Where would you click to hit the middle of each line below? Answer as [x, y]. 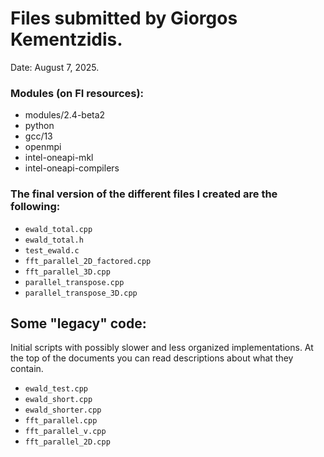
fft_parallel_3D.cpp [67, 272]
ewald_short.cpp [58, 400]
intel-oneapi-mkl [59, 158]
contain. [27, 369]
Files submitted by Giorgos [124, 18]
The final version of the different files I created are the [144, 194]
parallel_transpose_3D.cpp [81, 293]
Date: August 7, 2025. [55, 67]
